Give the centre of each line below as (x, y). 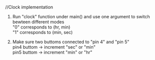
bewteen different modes (38, 22)
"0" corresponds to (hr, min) (41, 27)
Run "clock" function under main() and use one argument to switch (81, 16)
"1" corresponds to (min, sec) (43, 32)
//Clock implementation (29, 7)
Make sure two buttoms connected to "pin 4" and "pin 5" (71, 42)
